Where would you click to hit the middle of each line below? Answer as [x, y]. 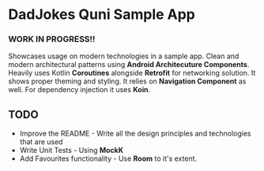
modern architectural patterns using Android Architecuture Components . [129, 65]
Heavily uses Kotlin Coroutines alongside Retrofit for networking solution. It [132, 73]
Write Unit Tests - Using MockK [72, 151]
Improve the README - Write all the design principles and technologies [135, 134]
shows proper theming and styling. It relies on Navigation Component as [127, 81]
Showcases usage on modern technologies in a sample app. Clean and [124, 56]
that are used [41, 142]
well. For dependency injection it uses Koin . [79, 90]
